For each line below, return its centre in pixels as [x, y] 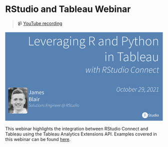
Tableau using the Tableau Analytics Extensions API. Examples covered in [81, 134]
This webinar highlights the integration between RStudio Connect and [77, 129]
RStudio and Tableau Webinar [68, 9]
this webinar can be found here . [38, 139]
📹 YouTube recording [40, 23]
